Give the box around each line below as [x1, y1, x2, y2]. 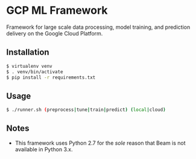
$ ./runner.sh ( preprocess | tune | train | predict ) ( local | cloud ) [6, 107, 166, 113]
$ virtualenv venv [6, 63, 52, 69]
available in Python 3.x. [14, 145, 73, 153]
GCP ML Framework [6, 4, 108, 17]
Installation [6, 47, 49, 58]
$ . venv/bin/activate [6, 68, 63, 75]
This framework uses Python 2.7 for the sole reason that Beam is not [14, 139, 186, 146]
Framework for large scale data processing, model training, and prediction [6, 23, 191, 31]
